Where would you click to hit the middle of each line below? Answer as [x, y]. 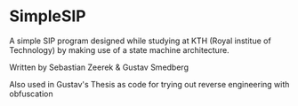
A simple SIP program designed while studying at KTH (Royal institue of [140, 41]
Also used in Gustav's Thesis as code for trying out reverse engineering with [149, 84]
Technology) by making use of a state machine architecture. [119, 49]
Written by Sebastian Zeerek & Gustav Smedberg [99, 67]
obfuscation [31, 94]
